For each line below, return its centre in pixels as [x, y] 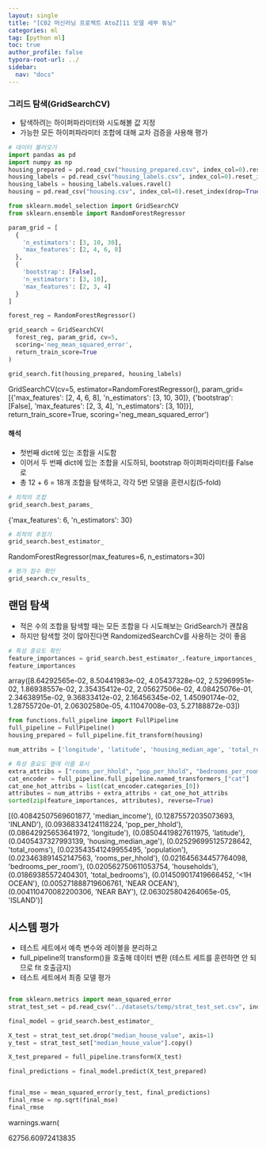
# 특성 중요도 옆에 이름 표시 [49, 764]
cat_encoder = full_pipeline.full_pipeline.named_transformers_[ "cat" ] [129, 779]
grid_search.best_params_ [51, 504]
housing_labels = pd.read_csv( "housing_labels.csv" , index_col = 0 [118, 177]
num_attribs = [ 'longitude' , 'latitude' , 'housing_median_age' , [116, 750]
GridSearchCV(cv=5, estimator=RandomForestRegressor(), [104, 389]
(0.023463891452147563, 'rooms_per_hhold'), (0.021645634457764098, [128, 858]
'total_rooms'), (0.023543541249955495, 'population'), [98, 850]
